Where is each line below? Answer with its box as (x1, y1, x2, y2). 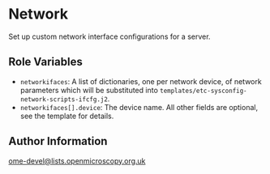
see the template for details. (19, 111, 114, 121)
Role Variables (8, 55, 83, 69)
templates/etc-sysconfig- (159, 87, 247, 95)
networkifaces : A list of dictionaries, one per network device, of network (19, 76, 262, 86)
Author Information (8, 134, 108, 148)
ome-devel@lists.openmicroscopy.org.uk (8, 155, 146, 166)
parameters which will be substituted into (19, 85, 158, 95)
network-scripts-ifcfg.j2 (19, 95, 108, 104)
